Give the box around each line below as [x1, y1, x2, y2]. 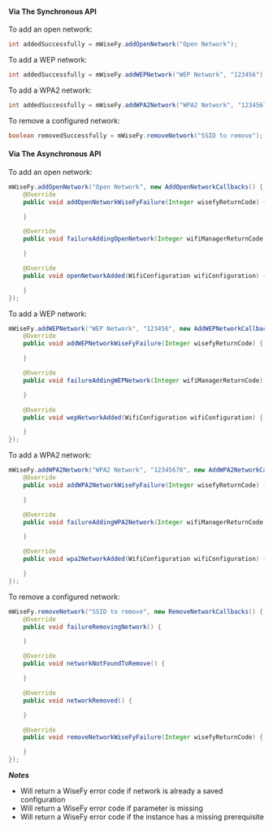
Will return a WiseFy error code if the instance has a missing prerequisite [19, 812, 264, 822]
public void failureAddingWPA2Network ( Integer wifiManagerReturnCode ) [23, 518, 267, 526]
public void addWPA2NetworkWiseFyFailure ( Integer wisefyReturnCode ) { [23, 480, 267, 489]
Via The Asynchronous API [8, 149, 102, 159]
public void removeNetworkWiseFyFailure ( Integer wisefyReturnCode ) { [23, 733, 264, 741]
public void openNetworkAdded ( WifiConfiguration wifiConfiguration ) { [23, 272, 267, 280]
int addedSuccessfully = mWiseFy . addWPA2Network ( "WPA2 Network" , [8, 101, 234, 109]
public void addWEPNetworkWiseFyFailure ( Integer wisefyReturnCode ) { [23, 340, 264, 348]
